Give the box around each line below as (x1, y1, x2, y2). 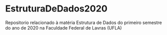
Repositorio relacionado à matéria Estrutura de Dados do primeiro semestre (5, 19, 162, 25)
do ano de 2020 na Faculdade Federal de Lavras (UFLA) (5, 24, 122, 30)
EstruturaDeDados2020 (5, 3, 107, 14)
